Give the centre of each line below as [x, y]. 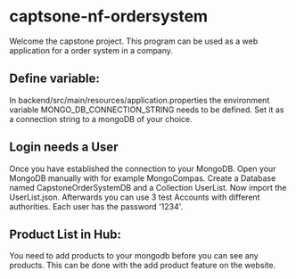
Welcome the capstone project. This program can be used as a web [134, 41]
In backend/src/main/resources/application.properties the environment [140, 100]
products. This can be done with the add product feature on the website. [143, 266]
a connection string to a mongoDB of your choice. [101, 119]
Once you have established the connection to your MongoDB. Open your [143, 168]
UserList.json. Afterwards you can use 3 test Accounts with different [135, 197]
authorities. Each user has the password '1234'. [96, 206]
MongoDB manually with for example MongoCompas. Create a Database [143, 178]
